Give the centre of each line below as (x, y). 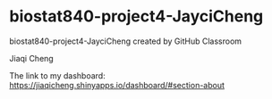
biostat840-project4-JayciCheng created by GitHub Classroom (126, 41)
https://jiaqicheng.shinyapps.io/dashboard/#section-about (117, 85)
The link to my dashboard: (57, 75)
